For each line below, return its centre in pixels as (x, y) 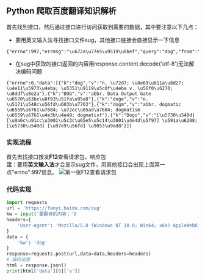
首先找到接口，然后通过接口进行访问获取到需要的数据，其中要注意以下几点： (103, 27)
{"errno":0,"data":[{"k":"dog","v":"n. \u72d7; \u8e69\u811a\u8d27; (95, 83)
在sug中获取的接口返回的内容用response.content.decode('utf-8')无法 (102, 64)
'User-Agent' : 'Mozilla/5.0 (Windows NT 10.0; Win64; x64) (94, 225)
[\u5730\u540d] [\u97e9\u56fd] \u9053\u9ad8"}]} (69, 126)
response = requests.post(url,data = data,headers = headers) (79, 254)
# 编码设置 (18, 260)
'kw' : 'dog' (32, 243)
